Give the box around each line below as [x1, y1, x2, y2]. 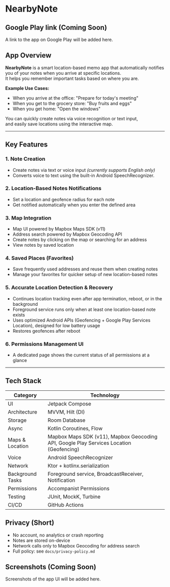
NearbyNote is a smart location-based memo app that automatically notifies [5, 64, 164, 71]
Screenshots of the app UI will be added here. [5, 576, 101, 582]
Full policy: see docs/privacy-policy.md [12, 548, 95, 554]
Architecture [8, 408, 37, 415]
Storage [8, 417, 27, 424]
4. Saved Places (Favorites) [5, 255, 74, 262]
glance [12, 357, 27, 363]
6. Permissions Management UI [5, 340, 84, 347]
